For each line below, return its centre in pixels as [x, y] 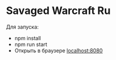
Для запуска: [22, 27]
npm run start [31, 44]
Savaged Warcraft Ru [58, 11]
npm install [28, 38]
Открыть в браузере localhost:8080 [59, 50]
